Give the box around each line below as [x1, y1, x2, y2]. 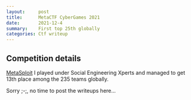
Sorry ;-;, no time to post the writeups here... [6, 87, 116, 94]
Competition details [6, 53, 81, 63]
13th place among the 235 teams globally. [6, 75, 109, 83]
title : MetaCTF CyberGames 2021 [6, 14, 100, 20]
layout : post [6, 8, 50, 15]
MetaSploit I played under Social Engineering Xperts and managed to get [6, 69, 186, 76]
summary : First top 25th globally [6, 25, 100, 32]
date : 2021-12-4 [6, 20, 63, 26]
